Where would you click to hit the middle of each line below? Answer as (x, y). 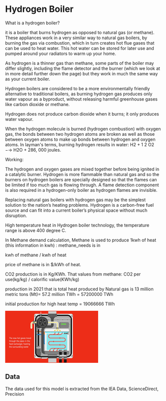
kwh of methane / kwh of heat (36, 255)
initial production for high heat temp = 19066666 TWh (60, 304)
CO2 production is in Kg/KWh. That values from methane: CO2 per (73, 274)
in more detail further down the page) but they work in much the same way (82, 73)
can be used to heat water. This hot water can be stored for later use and (80, 48)
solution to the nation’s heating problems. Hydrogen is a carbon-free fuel (80, 205)
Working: (14, 159)
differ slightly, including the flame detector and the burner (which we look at (83, 68)
